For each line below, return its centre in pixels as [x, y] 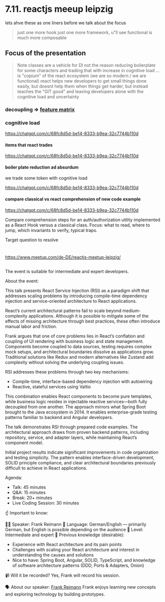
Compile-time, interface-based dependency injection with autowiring [82, 381]
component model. [24, 443]
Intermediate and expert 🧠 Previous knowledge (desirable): [65, 535]
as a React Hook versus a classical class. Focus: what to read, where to [78, 225]
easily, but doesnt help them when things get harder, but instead [82, 86]
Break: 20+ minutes [32, 498]
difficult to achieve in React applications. [46, 468]
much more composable [42, 38]
